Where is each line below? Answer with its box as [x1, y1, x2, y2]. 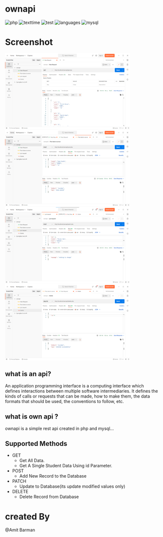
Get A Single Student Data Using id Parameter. [19, 463, 113, 469]
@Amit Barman [5, 527, 36, 533]
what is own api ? [5, 413, 58, 421]
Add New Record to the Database [19, 473, 87, 479]
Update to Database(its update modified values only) [19, 483, 126, 489]
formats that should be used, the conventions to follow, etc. [5, 398, 124, 404]
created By [5, 511, 50, 522]
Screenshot [5, 37, 53, 48]
